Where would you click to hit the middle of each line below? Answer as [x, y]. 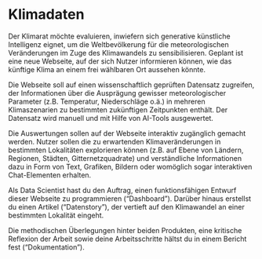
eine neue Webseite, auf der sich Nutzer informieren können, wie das [120, 61]
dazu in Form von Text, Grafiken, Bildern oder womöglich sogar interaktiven [130, 166]
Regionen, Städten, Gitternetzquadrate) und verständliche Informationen [125, 158]
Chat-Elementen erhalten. [50, 175]
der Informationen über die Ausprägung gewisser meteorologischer [117, 93]
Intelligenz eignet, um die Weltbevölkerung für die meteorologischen [118, 44]
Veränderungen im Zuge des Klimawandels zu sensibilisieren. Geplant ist [126, 53]
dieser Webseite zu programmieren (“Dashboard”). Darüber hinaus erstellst [130, 199]
